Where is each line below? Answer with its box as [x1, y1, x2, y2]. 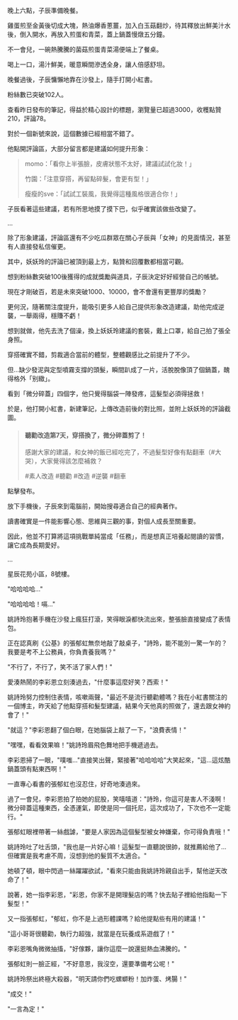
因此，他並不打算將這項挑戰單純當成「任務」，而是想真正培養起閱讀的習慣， [7, 532, 228, 541]
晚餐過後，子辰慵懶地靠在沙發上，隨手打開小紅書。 [7, 75, 157, 84]
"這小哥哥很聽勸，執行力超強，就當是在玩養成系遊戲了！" [7, 929, 175, 938]
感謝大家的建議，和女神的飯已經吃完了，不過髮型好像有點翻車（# [24, 448, 215, 456]
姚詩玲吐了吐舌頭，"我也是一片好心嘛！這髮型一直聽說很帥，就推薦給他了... [7, 843, 227, 851]
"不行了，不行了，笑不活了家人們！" [7, 663, 113, 671]
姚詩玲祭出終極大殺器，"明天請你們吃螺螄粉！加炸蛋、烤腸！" [7, 975, 188, 983]
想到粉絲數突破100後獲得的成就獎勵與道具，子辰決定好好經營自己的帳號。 [7, 272, 223, 281]
